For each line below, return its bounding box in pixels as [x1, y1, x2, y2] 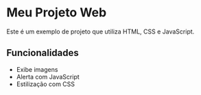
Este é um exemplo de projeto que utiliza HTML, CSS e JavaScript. [6, 27, 195, 36]
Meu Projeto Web [6, 5, 107, 21]
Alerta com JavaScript [16, 72, 80, 81]
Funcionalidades [6, 47, 80, 59]
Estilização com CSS [16, 80, 75, 88]
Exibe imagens [16, 65, 58, 73]
